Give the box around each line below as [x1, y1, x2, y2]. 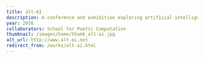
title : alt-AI [6, 8, 42, 15]
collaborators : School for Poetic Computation [6, 25, 126, 32]
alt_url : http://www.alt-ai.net [6, 37, 88, 43]
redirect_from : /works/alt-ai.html [6, 43, 97, 49]
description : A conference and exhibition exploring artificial [6, 14, 172, 21]
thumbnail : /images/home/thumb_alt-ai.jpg [6, 31, 115, 37]
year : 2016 [6, 20, 34, 26]
